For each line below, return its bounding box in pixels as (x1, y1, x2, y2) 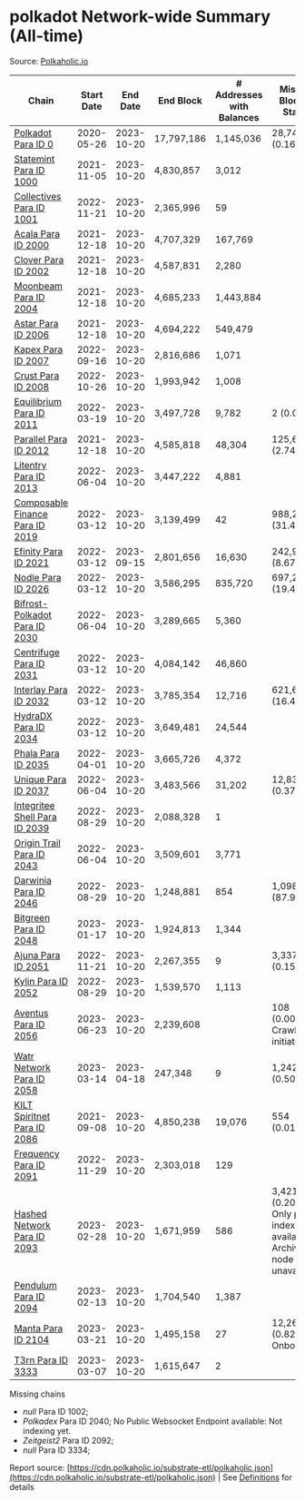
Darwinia (14, 874, 52, 887)
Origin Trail (14, 837, 61, 849)
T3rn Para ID (14, 1354, 69, 1367)
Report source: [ (9, 1462, 71, 1473)
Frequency (14, 1147, 60, 1160)
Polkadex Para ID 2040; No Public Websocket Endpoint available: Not (22, 1416, 283, 1426)
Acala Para (14, 227, 61, 240)
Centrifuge (14, 646, 61, 659)
